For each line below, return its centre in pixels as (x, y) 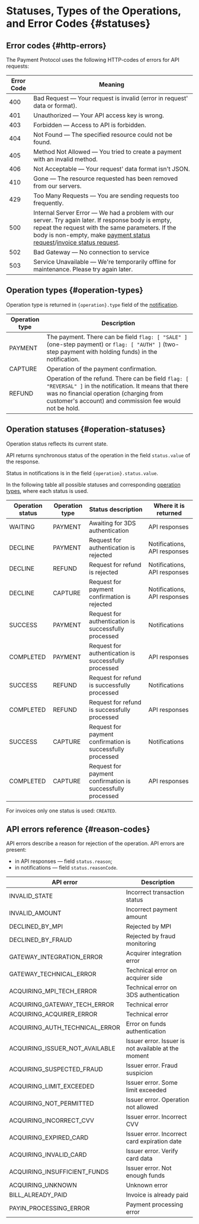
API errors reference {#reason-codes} (78, 829)
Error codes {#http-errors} (56, 45)
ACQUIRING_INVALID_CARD (48, 1155)
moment (137, 1056)
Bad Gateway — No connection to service (92, 252)
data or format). (55, 106)
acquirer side (144, 978)
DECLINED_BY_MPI (36, 927)
